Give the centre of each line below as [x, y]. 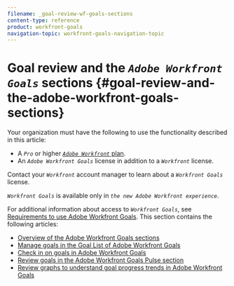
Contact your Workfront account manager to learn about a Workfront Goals [115, 175]
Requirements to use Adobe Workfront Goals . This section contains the [110, 217]
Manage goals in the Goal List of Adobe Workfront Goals [99, 245]
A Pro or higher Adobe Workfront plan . [71, 154]
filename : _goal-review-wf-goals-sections [70, 14]
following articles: [33, 224]
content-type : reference [43, 20]
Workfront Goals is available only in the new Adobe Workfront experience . [113, 196]
